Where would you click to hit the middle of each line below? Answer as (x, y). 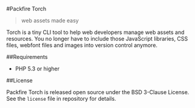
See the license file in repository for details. (61, 99)
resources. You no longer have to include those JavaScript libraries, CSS (97, 39)
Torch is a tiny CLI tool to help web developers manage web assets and (95, 32)
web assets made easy (50, 20)
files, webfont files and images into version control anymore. (82, 45)
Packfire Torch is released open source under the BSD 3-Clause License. (98, 92)
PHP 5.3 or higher (37, 69)
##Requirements (27, 57)
